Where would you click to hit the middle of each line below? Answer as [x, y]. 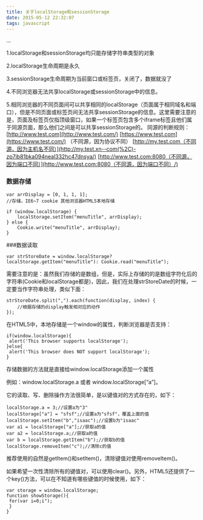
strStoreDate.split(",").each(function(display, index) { [81, 300]
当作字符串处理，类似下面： [51, 289]
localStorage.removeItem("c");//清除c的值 [59, 446]
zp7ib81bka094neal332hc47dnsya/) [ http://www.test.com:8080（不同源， [99, 157]
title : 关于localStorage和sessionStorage [58, 12]
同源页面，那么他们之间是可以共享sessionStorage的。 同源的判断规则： [101, 128]
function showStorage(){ [38, 496]
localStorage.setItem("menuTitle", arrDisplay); [80, 217]
